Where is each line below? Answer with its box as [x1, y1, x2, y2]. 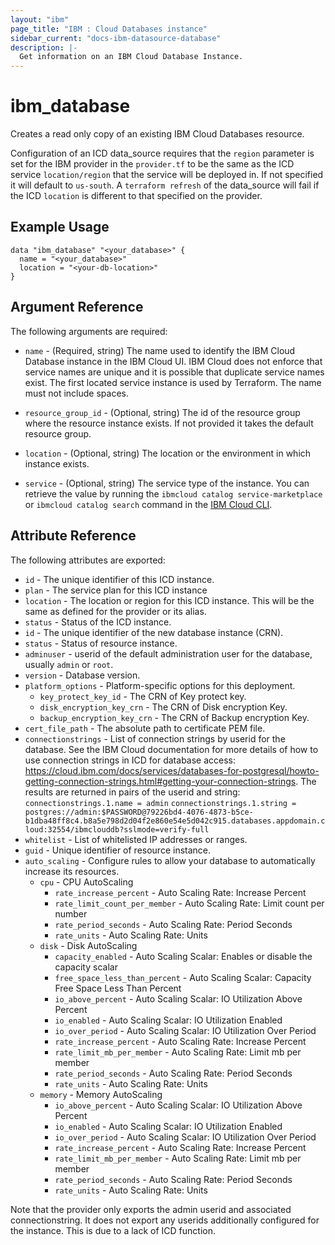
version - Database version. [24, 669, 141, 681]
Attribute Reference [10, 527, 137, 545]
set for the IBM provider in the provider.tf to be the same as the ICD [10, 158, 295, 170]
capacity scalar [54, 961, 118, 973]
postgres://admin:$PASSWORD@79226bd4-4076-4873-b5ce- [24, 807, 254, 817]
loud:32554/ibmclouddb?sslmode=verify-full [24, 824, 210, 835]
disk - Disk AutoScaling [39, 939, 138, 951]
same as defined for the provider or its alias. [24, 605, 207, 617]
